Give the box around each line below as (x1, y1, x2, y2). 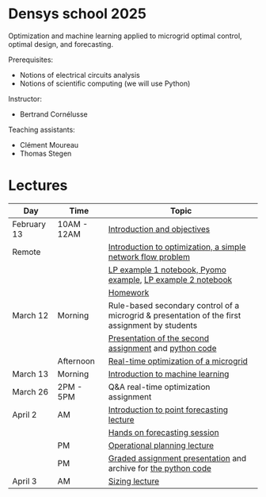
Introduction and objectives (108, 223, 211, 234)
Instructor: (8, 94, 42, 103)
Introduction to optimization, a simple (108, 241, 246, 252)
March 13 (12, 368, 49, 379)
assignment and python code (108, 342, 217, 353)
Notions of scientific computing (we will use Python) (19, 79, 191, 88)
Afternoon (57, 355, 95, 366)
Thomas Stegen (19, 148, 72, 158)
